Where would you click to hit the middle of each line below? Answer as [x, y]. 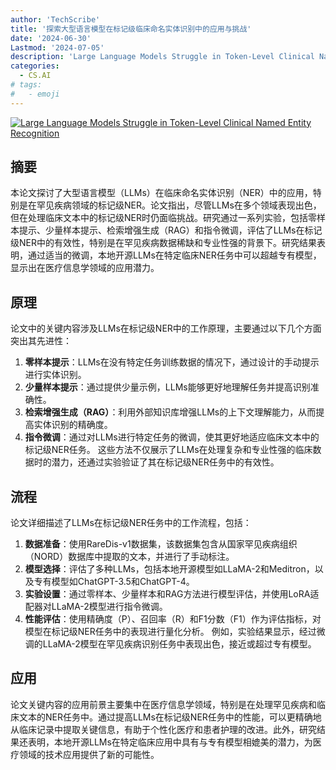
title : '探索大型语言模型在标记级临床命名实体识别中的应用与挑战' [131, 29]
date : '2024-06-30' [51, 38]
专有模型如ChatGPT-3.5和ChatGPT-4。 [114, 582]
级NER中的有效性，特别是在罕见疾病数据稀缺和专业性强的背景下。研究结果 [163, 243]
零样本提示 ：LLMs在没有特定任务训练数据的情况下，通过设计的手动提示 [172, 362]
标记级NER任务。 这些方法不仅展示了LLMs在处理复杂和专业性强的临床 [168, 450]
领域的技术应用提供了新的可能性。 [89, 754]
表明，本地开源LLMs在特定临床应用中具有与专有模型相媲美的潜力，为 [170, 742]
